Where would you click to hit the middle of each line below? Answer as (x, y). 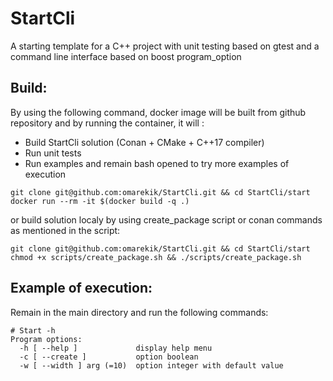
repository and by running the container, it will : (107, 123)
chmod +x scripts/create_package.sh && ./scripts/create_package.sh (156, 257)
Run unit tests (53, 153)
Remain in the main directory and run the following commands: (139, 312)
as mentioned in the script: (65, 230)
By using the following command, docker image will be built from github (158, 112)
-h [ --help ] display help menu (116, 348)
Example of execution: (81, 288)
